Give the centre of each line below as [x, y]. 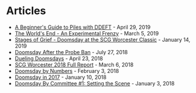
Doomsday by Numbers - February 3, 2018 [67, 71]
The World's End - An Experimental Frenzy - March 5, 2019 [86, 33]
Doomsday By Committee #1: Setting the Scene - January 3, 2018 [94, 83]
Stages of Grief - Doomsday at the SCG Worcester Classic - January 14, [102, 39]
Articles [26, 11]
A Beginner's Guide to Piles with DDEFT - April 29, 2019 [83, 27]
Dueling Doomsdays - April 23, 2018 [59, 58]
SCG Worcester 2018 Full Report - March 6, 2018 [74, 64]
